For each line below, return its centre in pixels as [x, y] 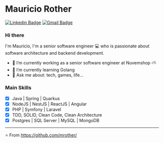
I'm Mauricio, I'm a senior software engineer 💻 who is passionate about [77, 46]
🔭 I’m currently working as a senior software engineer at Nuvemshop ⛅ [84, 63]
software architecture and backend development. [55, 53]
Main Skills [18, 88]
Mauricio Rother [38, 9]
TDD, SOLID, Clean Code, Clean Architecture [57, 115]
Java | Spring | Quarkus [36, 98]
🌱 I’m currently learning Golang [43, 70]
